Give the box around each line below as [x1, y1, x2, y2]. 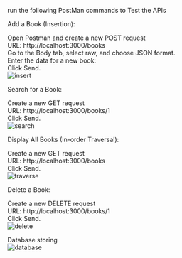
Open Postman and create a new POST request [7, 33, 146, 42]
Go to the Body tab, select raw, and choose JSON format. [7, 49, 176, 57]
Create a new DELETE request [7, 199, 96, 208]
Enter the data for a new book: [7, 56, 97, 65]
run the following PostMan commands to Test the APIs [7, 6, 166, 14]
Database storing [7, 236, 58, 244]
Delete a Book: [7, 186, 50, 194]
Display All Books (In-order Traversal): [7, 135, 119, 144]
